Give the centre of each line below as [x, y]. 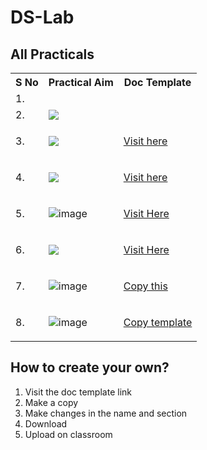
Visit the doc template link [78, 392]
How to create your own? [90, 367]
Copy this [145, 286]
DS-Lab [42, 17]
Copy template [158, 322]
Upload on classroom [68, 434]
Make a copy [51, 402]
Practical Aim [81, 82]
